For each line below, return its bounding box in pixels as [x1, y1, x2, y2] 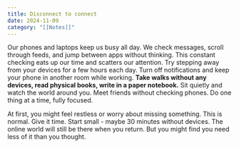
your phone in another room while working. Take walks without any [7, 73, 207, 82]
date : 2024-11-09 [7, 17, 59, 24]
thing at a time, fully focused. [7, 96, 93, 105]
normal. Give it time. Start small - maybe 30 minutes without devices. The [7, 117, 223, 126]
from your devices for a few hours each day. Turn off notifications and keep [7, 65, 230, 75]
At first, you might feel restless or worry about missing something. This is [7, 110, 223, 118]
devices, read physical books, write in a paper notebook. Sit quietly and [7, 81, 223, 90]
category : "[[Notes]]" [7, 23, 75, 31]
